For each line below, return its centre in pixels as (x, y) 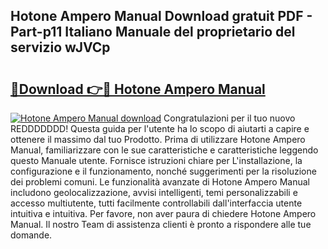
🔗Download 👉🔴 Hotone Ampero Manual (138, 89)
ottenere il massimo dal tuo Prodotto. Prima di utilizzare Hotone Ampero (158, 139)
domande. (31, 235)
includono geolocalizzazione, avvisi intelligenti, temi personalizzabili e (154, 192)
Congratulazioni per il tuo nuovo (229, 118)
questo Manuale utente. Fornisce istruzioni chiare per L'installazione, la (156, 160)
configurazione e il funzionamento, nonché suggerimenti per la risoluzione (163, 171)
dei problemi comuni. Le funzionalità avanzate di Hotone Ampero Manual (160, 182)
